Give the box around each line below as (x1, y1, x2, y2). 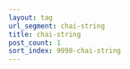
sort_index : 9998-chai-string (8, 47, 122, 56)
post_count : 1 (8, 38, 62, 47)
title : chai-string (8, 30, 82, 39)
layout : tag (8, 13, 53, 22)
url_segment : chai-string (8, 22, 105, 30)
